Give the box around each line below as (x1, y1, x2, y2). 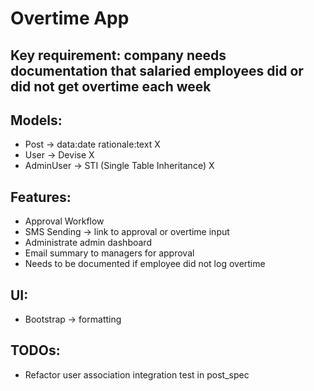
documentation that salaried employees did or (10, 62, 304, 79)
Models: (10, 112, 63, 129)
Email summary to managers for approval (24, 247, 195, 259)
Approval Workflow (24, 215, 105, 227)
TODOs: (10, 342, 61, 359)
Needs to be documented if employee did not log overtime (24, 258, 266, 270)
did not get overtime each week (10, 78, 212, 95)
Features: (10, 188, 72, 206)
